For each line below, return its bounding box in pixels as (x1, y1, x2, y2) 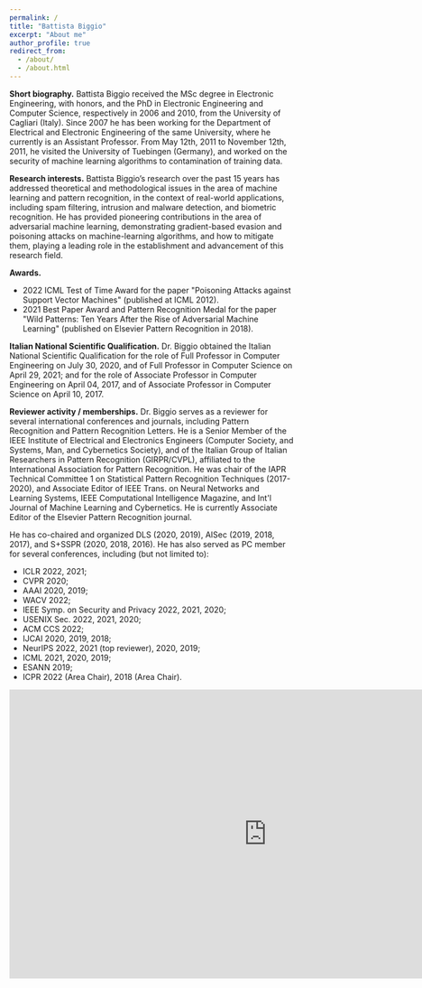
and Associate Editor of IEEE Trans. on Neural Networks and (35, 482, 260, 493)
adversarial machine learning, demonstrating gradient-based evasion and (9, 220, 282, 231)
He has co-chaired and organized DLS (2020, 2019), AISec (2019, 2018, (9, 529, 275, 540)
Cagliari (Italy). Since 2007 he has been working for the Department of (9, 117, 271, 127)
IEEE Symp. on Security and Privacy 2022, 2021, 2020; (22, 604, 227, 615)
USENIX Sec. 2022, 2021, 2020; (22, 613, 142, 624)
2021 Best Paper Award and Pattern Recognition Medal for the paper (22, 303, 277, 314)
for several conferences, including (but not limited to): (9, 548, 209, 559)
